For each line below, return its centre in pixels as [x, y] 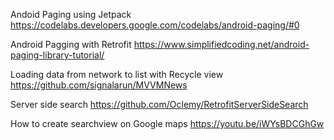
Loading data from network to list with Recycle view [117, 74]
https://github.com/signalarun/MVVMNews [99, 85]
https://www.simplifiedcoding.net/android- [221, 44]
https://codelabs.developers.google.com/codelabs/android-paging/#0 [155, 25]
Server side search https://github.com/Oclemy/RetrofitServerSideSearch [159, 104]
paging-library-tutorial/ [57, 55]
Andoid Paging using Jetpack [71, 14]
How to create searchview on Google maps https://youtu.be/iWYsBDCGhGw [167, 123]
